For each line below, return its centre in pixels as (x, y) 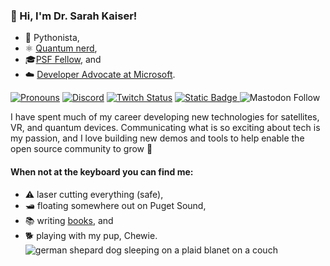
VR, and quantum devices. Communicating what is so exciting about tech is (165, 128)
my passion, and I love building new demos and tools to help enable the (157, 138)
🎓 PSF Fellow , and (63, 60)
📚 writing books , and (69, 220)
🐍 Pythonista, (52, 38)
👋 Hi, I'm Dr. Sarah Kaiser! (74, 16)
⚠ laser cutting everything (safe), (94, 194)
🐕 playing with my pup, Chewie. (91, 235)
